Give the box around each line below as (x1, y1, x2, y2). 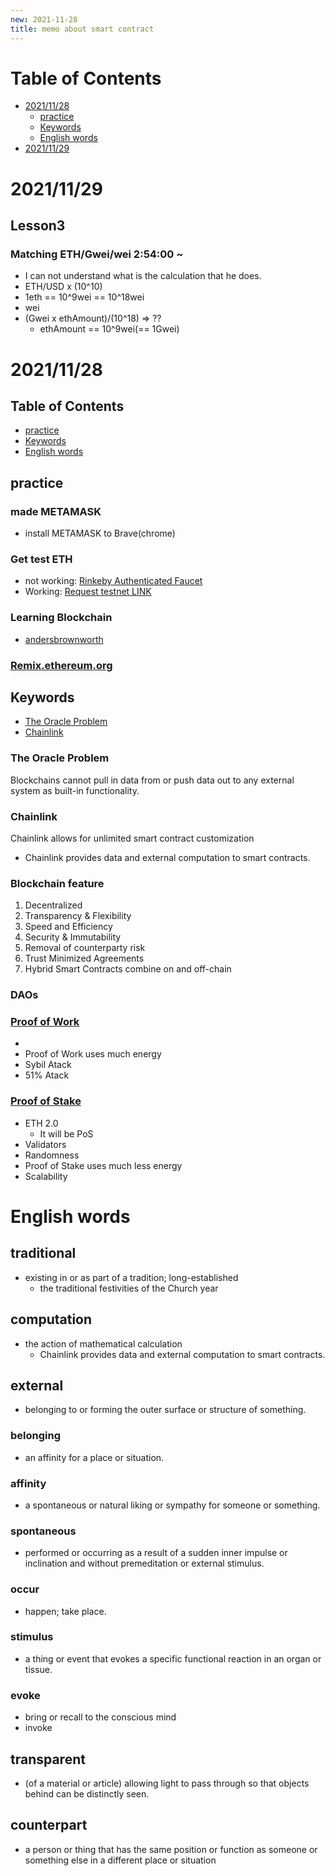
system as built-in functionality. (10, 784, 140, 796)
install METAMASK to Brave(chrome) (24, 527, 176, 539)
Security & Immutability (24, 931, 122, 943)
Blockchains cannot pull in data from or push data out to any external (10, 774, 295, 786)
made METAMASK (10, 504, 102, 518)
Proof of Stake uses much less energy (24, 1159, 183, 1171)
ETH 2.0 (24, 1117, 59, 1129)
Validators (24, 1138, 67, 1150)
